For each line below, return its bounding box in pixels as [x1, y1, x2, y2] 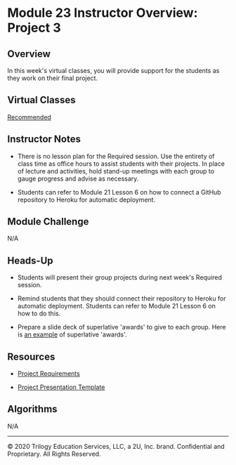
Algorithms [7, 403, 58, 415]
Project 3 [7, 20, 61, 36]
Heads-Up [7, 254, 54, 266]
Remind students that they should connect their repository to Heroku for [17, 294, 226, 303]
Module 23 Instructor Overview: [7, 5, 198, 21]
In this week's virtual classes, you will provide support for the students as [7, 67, 220, 74]
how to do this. [17, 309, 61, 317]
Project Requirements [17, 369, 81, 378]
